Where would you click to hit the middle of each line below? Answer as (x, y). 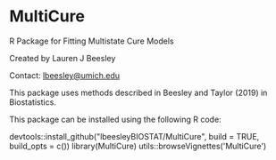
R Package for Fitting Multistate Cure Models (92, 41)
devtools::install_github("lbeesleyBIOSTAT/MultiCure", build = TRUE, (134, 136)
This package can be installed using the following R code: (115, 119)
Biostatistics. (33, 102)
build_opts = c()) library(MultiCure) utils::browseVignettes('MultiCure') (138, 146)
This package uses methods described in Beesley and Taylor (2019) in (138, 92)
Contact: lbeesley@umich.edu (65, 75)
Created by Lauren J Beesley (63, 58)
